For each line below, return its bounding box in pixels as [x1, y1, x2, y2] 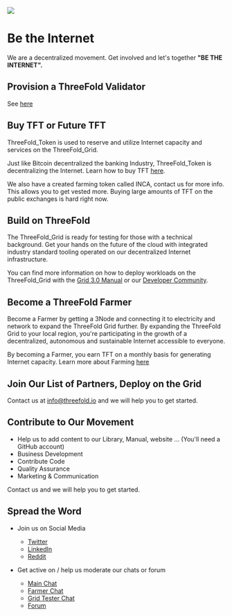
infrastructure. [7, 255, 48, 264]
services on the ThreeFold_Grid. [7, 145, 98, 154]
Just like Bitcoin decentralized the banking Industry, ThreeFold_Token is [7, 159, 212, 167]
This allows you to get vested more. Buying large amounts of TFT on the [7, 187, 213, 195]
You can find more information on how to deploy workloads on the [7, 268, 196, 277]
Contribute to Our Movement [7, 416, 134, 428]
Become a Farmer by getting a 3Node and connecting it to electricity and [7, 315, 216, 323]
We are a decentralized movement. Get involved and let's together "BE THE [7, 53, 223, 62]
